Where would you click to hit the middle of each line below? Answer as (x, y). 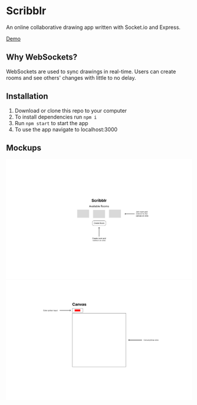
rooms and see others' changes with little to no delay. (71, 77)
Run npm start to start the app (51, 123)
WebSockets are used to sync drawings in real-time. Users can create (91, 71)
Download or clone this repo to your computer (71, 110)
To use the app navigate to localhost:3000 (66, 129)
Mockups (24, 148)
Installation (27, 97)
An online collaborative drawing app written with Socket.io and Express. (93, 27)
